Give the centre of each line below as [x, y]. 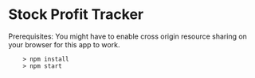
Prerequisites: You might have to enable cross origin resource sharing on [127, 36]
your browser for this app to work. [64, 44]
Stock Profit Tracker [76, 15]
